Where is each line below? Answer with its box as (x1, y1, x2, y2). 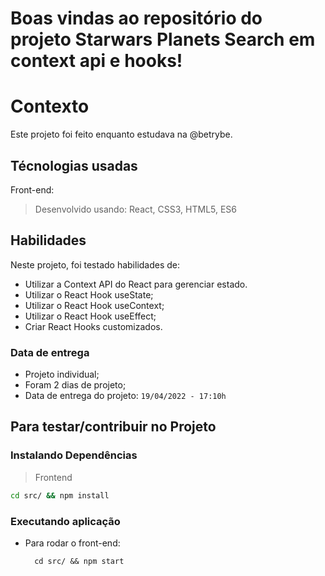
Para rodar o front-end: (24, 537, 121, 549)
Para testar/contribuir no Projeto (10, 418, 217, 436)
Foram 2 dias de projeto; (24, 379, 127, 391)
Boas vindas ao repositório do (10, 7, 263, 30)
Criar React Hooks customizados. (24, 320, 163, 332)
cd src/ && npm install (10, 490, 110, 501)
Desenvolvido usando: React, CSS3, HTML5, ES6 (34, 203, 238, 215)
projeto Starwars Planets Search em (10, 28, 316, 51)
